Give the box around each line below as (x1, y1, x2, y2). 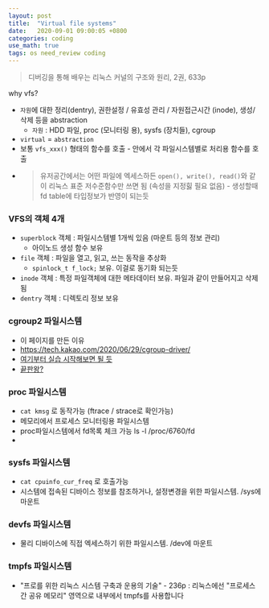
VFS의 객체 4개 (8, 213, 65, 224)
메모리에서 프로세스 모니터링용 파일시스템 (19, 416, 150, 425)
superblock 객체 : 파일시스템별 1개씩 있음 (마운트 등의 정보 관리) (19, 233, 221, 242)
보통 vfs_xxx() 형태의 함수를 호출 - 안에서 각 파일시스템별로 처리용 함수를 (19, 144, 251, 153)
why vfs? (8, 89, 39, 97)
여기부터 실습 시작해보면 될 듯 (19, 354, 112, 363)
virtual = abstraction (19, 134, 94, 143)
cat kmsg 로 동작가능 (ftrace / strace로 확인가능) (19, 406, 174, 416)
